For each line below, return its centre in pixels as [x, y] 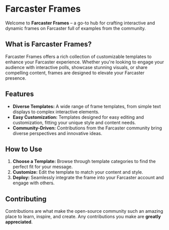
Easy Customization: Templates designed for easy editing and [78, 117]
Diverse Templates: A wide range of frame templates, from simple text [87, 106]
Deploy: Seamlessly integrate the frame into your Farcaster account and [88, 178]
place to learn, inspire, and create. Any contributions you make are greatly [83, 217]
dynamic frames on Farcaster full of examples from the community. [76, 28]
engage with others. [33, 183]
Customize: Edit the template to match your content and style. [78, 172]
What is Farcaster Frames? [48, 44]
